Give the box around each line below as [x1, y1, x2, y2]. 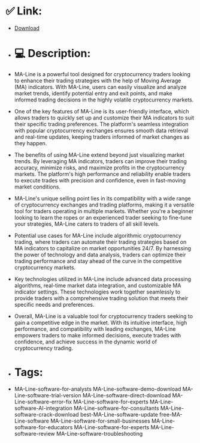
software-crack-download [14, 411, 79, 418]
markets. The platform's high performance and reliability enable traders [14, 170, 191, 178]
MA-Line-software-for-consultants [73, 404, 159, 412]
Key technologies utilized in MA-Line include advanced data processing [14, 275, 192, 283]
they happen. [14, 139, 47, 146]
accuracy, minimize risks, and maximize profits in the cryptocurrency [14, 164, 185, 171]
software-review [14, 430, 55, 437]
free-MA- [159, 411, 183, 418]
